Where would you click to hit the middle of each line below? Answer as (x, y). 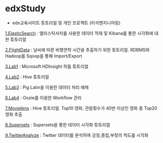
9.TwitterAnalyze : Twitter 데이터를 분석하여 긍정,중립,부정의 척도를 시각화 (77, 135)
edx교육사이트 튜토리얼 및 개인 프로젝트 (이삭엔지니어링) (66, 23)
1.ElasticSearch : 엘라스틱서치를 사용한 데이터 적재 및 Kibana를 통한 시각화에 (79, 33)
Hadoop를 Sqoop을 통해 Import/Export (44, 56)
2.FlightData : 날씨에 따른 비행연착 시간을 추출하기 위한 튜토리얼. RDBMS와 (78, 50)
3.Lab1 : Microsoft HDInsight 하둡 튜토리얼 (47, 66)
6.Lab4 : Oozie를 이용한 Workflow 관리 (43, 98)
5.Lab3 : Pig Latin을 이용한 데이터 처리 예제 (47, 87)
